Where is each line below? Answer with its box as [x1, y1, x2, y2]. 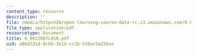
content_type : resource [6, 8, 64, 15]
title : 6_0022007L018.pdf [6, 36, 69, 41]
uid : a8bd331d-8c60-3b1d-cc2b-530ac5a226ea [6, 41, 114, 47]
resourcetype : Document [6, 30, 64, 36]
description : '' [6, 14, 46, 20]
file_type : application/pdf [6, 24, 75, 31]
